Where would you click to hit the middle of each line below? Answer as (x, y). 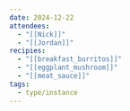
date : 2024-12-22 (42, 17)
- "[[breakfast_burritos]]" (70, 59)
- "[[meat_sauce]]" (54, 76)
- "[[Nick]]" (42, 34)
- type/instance (48, 92)
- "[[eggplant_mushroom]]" (68, 68)
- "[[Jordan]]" (46, 43)
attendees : (30, 26)
